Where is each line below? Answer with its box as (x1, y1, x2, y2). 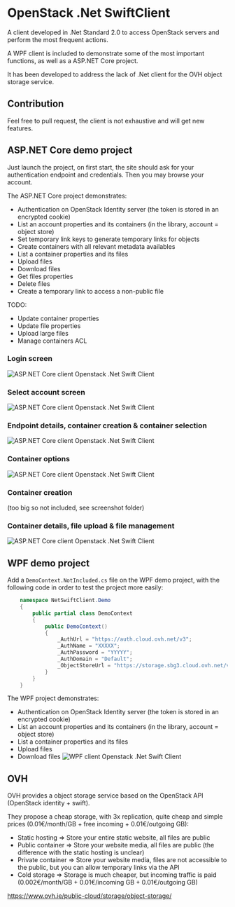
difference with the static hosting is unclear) (17, 848, 145, 857)
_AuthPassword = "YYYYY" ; (57, 649, 133, 656)
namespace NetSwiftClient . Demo (20, 597, 111, 604)
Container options (7, 454, 70, 464)
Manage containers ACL (17, 336, 87, 345)
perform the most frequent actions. (7, 35, 108, 43)
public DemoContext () (44, 622, 108, 630)
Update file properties (17, 321, 81, 330)
